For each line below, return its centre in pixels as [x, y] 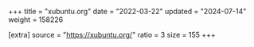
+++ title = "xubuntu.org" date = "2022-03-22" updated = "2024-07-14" [127, 11]
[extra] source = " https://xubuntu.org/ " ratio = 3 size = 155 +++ [112, 35]
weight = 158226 [36, 20]
